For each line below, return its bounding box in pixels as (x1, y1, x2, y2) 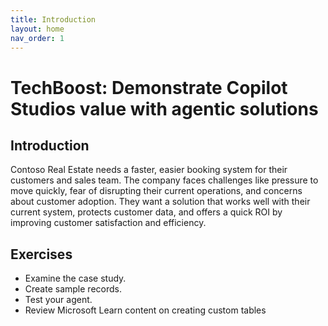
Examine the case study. (24, 272, 127, 285)
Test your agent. (24, 294, 93, 306)
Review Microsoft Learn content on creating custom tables (24, 304, 267, 316)
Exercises (10, 246, 73, 263)
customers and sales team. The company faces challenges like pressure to (10, 174, 319, 186)
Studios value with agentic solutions (10, 97, 319, 120)
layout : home (10, 24, 65, 34)
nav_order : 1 (10, 33, 65, 43)
